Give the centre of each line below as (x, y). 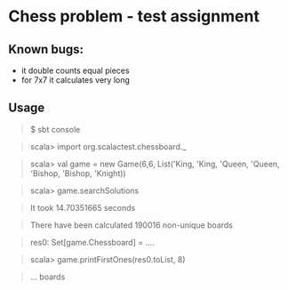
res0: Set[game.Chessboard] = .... (92, 242)
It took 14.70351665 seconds (83, 207)
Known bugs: (46, 49)
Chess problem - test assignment (134, 16)
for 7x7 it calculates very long (76, 80)
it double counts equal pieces (75, 70)
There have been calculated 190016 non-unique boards (131, 225)
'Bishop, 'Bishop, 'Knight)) (78, 173)
